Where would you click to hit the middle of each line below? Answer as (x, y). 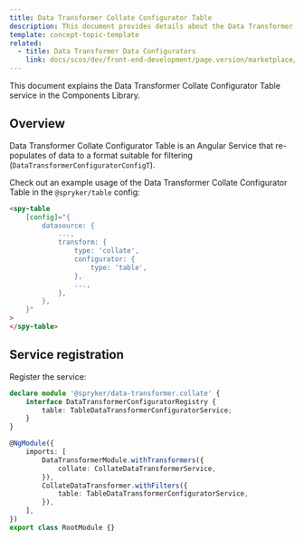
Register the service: (48, 376)
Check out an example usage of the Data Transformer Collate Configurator (148, 182)
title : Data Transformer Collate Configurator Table (111, 18)
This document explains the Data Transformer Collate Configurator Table (145, 86)
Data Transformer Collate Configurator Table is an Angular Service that (142, 145)
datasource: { (68, 226)
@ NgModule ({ (32, 444)
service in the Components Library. (75, 95)
